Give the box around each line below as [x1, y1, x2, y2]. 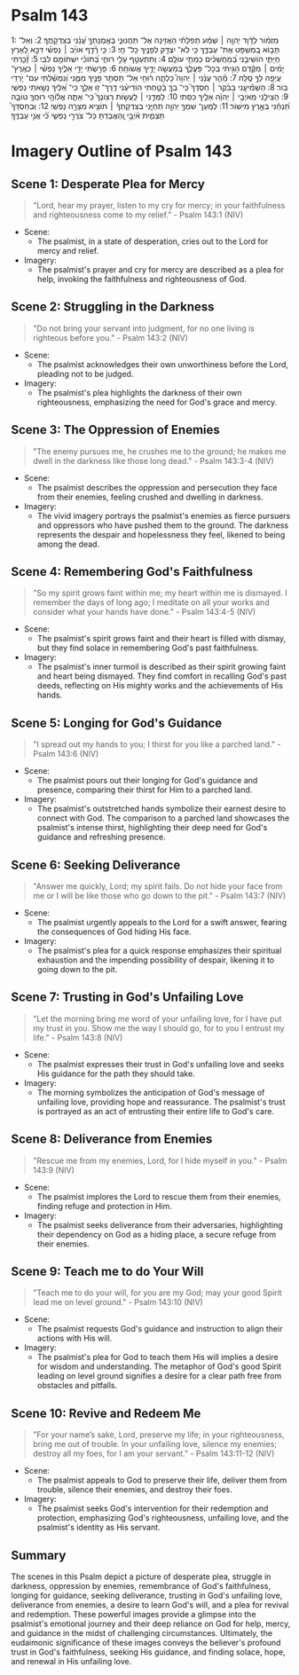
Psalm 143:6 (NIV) [32, 749, 99, 759]
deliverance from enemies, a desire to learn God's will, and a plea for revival [11, 1600, 289, 1610]
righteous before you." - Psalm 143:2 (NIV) [32, 332, 188, 342]
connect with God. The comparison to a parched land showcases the [36, 813, 290, 823]
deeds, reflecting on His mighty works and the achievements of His [36, 680, 284, 691]
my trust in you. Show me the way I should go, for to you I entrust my [32, 1022, 285, 1034]
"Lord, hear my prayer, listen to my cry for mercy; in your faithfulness [32, 200, 286, 210]
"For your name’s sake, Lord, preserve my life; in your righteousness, [32, 1429, 285, 1440]
